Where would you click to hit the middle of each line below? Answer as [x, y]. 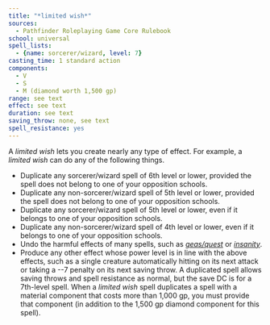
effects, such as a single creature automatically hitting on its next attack [139, 261]
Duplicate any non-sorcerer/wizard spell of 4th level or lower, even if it [137, 227]
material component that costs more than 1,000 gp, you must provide [135, 295]
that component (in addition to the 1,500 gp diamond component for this [139, 304]
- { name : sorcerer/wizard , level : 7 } [79, 53]
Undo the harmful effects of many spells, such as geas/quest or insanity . [141, 244]
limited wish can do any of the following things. [87, 160]
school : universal [39, 38]
